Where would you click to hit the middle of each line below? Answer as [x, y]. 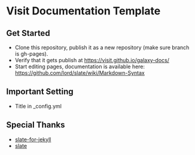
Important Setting [40, 92]
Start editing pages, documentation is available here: [80, 66]
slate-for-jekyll [33, 139]
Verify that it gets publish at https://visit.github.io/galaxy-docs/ [92, 60]
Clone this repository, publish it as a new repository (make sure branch [102, 47]
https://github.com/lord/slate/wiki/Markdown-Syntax [80, 73]
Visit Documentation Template [83, 11]
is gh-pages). [31, 54]
